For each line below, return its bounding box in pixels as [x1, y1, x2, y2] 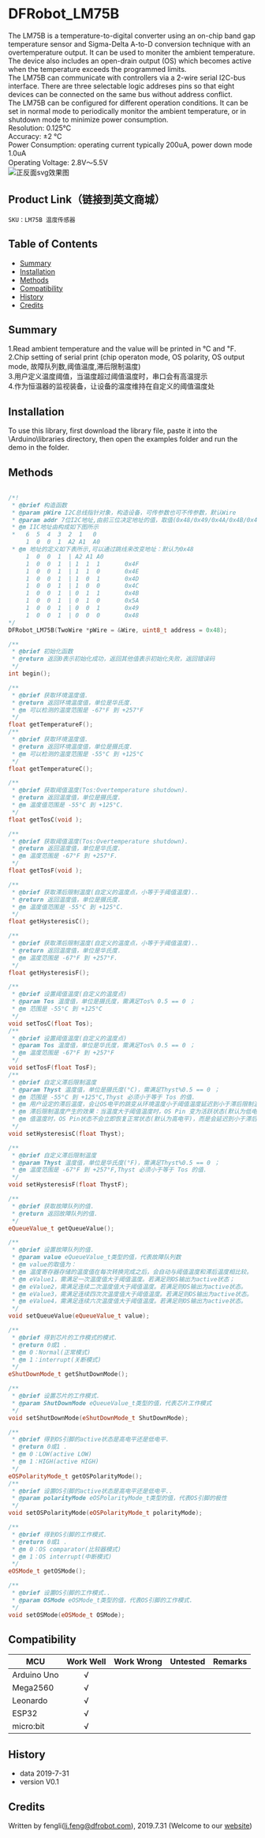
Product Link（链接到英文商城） [8, 193, 166, 206]
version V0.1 [19, 1777, 59, 1787]
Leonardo [12, 1695, 48, 1706]
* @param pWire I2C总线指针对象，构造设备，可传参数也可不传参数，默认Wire [11, 509, 237, 517]
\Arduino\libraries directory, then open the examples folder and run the [8, 434, 238, 444]
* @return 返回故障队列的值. [11, 1209, 99, 1217]
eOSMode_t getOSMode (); [8, 1567, 87, 1576]
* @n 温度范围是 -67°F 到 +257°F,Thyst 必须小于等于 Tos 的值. [11, 1166, 207, 1174]
